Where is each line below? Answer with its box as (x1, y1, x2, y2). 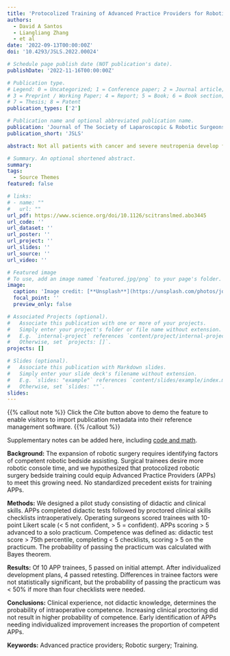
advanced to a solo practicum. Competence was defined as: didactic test (7, 528, 214, 537)
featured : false (7, 180, 53, 187)
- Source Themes (13, 174, 60, 181)
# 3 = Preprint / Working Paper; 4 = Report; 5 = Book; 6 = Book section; (7, 92, 225, 99)
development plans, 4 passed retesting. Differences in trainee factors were (7, 571, 218, 579)
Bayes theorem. (7, 550, 51, 559)
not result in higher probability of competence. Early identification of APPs (7, 613, 217, 622)
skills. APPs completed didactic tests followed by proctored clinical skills (7, 506, 212, 515)
